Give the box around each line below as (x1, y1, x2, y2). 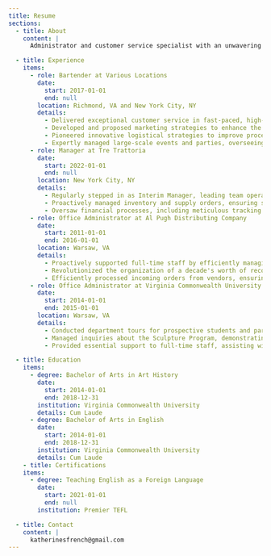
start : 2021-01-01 (44, 491, 106, 500)
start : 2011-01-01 (44, 229, 106, 237)
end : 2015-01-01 (44, 304, 99, 312)
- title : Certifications (23, 461, 106, 469)
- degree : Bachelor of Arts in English (29, 416, 164, 424)
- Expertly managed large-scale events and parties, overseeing (44, 139, 265, 147)
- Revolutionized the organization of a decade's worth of (44, 266, 248, 274)
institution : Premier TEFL (37, 506, 128, 514)
